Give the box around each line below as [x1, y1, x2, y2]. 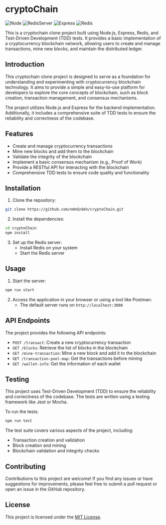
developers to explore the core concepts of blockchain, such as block [5, 89, 149, 96]
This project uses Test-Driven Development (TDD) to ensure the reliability [5, 388, 156, 394]
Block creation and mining [12, 442, 66, 448]
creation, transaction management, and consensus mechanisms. [5, 95, 138, 101]
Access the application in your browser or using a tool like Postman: [12, 296, 152, 302]
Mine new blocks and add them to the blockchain [12, 148, 114, 154]
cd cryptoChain [5, 226, 37, 231]
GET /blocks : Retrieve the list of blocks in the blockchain [12, 344, 128, 351]
